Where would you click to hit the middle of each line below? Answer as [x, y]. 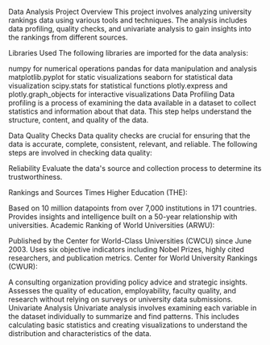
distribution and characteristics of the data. [80, 333]
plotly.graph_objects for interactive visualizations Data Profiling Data [122, 94]
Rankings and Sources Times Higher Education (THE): [98, 192]
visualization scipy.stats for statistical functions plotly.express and [118, 85]
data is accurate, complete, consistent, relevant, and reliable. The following [133, 144]
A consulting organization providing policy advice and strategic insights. [128, 282]
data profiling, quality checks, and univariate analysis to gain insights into [130, 29]
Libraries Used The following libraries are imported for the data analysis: [128, 53]
